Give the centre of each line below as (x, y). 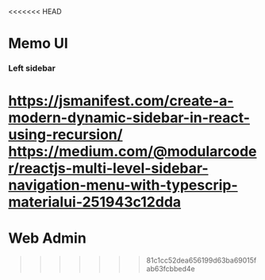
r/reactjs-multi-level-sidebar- (108, 169)
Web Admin (48, 238)
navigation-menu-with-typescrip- (123, 185)
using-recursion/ (65, 135)
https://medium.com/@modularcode (132, 152)
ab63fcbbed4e (171, 269)
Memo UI (38, 44)
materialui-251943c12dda (95, 202)
